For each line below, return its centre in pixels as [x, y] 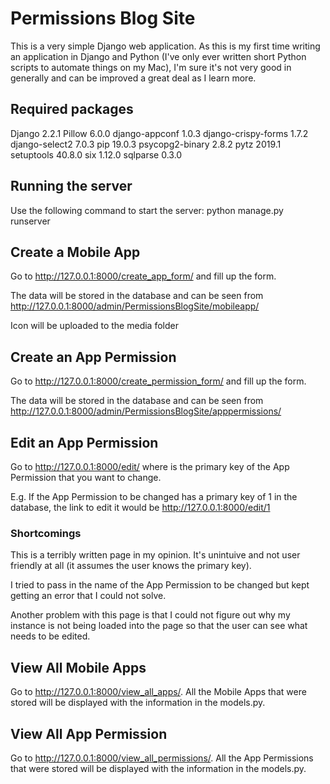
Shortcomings [46, 533]
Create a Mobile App [75, 252]
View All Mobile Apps [78, 667]
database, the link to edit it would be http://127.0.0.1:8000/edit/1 [140, 507]
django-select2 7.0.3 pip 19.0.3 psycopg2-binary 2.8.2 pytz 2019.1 [146, 144]
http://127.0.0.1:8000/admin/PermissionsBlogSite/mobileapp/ [135, 306]
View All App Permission [89, 733]
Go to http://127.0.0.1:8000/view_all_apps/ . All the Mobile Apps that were [158, 692]
